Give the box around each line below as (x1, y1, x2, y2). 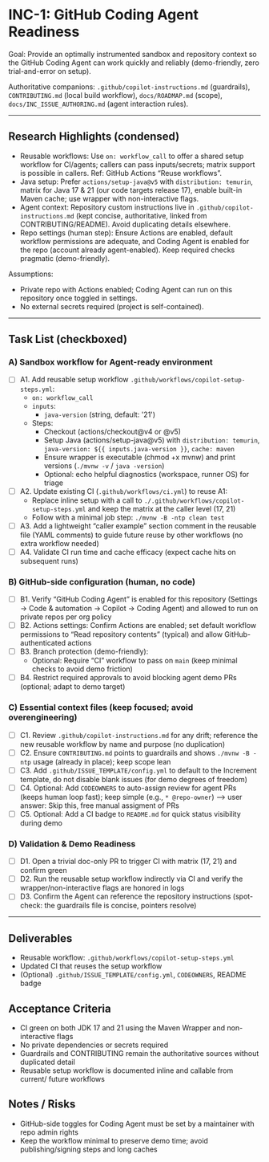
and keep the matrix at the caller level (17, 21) (87, 504, 236, 513)
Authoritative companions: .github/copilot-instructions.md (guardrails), (8, 82, 251, 92)
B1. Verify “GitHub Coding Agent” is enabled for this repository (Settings (19, 594, 258, 604)
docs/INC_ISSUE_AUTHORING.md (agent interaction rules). (8, 99, 189, 108)
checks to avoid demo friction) (31, 664, 134, 674)
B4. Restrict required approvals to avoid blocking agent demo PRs (19, 673, 238, 683)
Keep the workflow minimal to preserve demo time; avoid (19, 1135, 208, 1145)
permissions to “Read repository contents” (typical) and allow (19, 630, 223, 639)
